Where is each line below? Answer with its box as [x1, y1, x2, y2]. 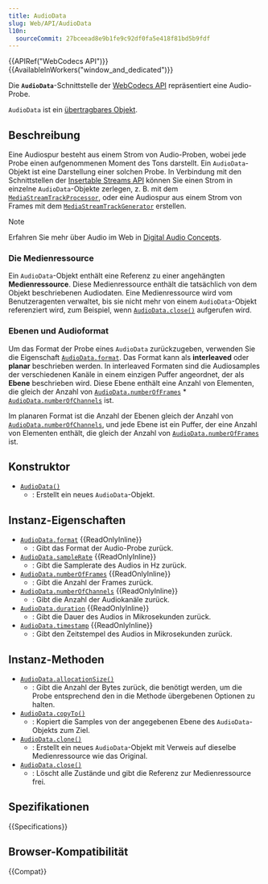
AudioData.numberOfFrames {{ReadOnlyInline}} [19, 569, 171, 579]
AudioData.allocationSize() [19, 676, 114, 684]
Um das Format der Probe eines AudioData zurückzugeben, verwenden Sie [8, 344, 256, 354]
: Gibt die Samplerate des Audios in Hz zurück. [31, 560, 188, 570]
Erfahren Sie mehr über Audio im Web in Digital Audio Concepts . [8, 233, 222, 242]
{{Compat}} [8, 866, 47, 876]
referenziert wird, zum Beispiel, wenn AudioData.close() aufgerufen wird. [8, 305, 252, 315]
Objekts [31, 726, 58, 735]
